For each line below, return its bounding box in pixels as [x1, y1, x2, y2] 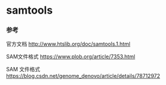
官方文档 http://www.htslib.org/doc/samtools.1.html [6, 40, 130, 48]
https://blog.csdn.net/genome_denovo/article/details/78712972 [6, 73, 160, 80]
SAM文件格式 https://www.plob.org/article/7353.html [6, 53, 135, 60]
